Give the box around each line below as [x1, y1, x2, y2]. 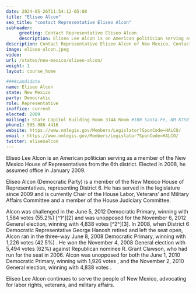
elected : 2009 [6, 111, 41, 117]
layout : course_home [6, 68, 57, 74]
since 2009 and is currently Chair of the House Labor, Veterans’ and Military [6, 190, 189, 197]
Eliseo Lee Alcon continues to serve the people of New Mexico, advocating [6, 275, 187, 282]
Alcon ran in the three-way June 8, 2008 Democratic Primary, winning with [6, 233, 186, 240]
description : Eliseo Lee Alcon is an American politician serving [19, 36, 184, 41]
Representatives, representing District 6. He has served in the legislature [6, 184, 180, 191]
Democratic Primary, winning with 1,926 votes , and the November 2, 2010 [6, 257, 184, 264]
